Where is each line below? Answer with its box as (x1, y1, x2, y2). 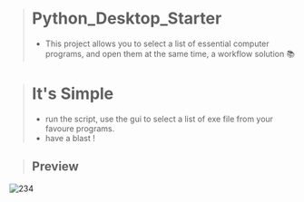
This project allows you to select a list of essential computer (44, 38, 270, 49)
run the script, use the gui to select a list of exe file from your (44, 113, 274, 124)
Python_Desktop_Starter (31, 8, 222, 29)
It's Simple (31, 83, 114, 104)
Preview (31, 159, 79, 175)
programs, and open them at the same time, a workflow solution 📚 (44, 48, 295, 59)
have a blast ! (44, 132, 95, 143)
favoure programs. (44, 122, 115, 134)
